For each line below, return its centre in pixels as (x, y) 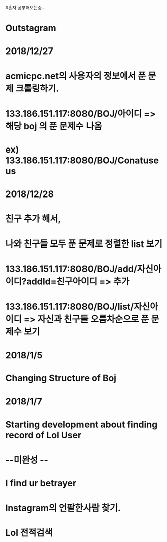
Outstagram (31, 28)
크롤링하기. (37, 89)
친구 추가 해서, (33, 219)
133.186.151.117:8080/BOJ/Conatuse (82, 160)
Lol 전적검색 (29, 533)
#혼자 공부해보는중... (25, 7)
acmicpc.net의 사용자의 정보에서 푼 (76, 76)
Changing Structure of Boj (61, 378)
